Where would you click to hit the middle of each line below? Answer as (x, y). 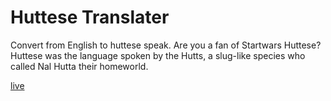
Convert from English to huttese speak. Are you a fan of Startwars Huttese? (166, 45)
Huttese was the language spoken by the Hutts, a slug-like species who (158, 55)
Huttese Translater (90, 17)
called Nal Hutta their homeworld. (79, 66)
